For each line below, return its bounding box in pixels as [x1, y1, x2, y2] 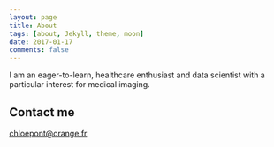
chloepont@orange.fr [9, 128, 88, 138]
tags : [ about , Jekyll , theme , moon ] [9, 29, 144, 38]
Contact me [9, 105, 75, 120]
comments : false [9, 46, 69, 55]
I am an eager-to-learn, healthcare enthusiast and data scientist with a [9, 70, 265, 80]
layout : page [9, 12, 57, 22]
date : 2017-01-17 [9, 37, 73, 47]
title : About [9, 21, 57, 30]
